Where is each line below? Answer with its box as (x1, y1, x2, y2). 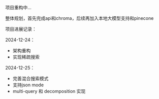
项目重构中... (5, 5, 32, 10)
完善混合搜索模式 (12, 76, 49, 81)
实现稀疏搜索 (12, 54, 40, 60)
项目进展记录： (5, 26, 37, 32)
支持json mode (12, 82, 44, 88)
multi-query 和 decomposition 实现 (12, 88, 86, 94)
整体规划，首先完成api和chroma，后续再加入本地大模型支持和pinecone (5, 15, 154, 21)
